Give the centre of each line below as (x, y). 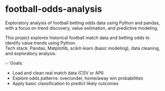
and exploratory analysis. (31, 53)
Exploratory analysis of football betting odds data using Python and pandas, (82, 23)
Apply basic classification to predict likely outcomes (65, 83)
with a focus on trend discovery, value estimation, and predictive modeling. (82, 28)
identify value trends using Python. (41, 43)
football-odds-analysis (54, 9)
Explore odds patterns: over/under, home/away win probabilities (78, 78)
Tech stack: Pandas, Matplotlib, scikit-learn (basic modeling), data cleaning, (82, 48)
